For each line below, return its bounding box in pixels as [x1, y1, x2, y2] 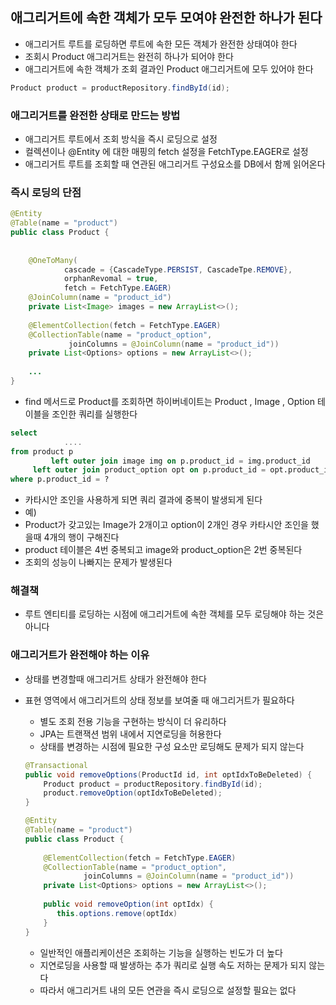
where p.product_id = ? [10, 474, 110, 485]
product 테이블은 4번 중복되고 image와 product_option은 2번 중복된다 [24, 544, 303, 556]
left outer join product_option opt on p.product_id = [32, 465, 267, 475]
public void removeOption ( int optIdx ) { [43, 899, 214, 909]
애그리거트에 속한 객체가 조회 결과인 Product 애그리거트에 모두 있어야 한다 [24, 63, 314, 75]
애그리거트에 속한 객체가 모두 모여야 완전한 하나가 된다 [10, 9, 323, 27]
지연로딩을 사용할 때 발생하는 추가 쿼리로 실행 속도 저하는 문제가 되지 [39, 959, 307, 971]
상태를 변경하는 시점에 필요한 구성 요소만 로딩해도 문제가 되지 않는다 [39, 740, 305, 752]
